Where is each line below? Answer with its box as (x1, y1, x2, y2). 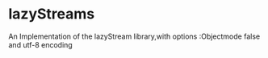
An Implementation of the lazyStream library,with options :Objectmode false (8, 31, 261, 41)
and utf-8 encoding (8, 39, 73, 49)
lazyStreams (8, 5, 95, 23)
